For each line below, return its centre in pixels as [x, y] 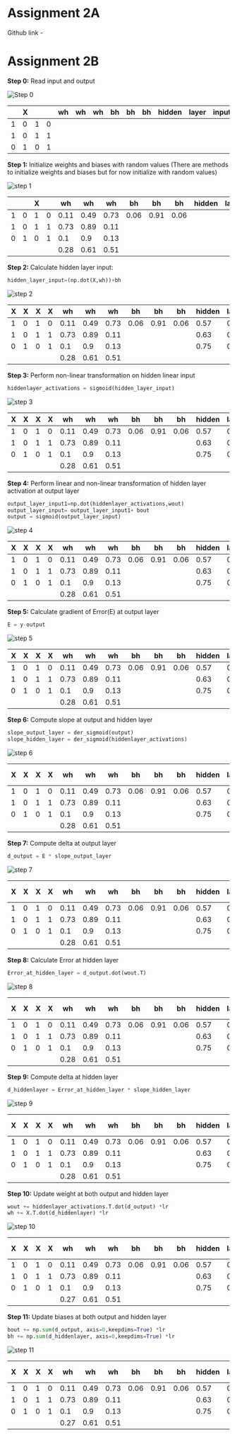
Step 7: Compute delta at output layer [62, 843]
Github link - [25, 33]
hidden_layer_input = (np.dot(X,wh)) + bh [64, 280]
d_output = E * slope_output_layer [60, 856]
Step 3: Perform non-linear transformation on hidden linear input [101, 375]
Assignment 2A [54, 13]
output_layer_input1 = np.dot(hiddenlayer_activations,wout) [96, 504]
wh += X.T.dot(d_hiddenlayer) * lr [58, 1213]
